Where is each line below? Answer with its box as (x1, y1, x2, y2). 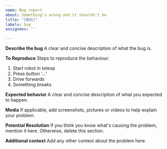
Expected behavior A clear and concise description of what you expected (5, 91, 162, 98)
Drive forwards (12, 76, 45, 82)
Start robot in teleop (12, 65, 55, 71)
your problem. (5, 113, 35, 119)
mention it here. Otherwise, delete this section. (5, 128, 104, 134)
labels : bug (5, 22, 31, 27)
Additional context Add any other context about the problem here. (5, 138, 146, 144)
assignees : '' (5, 27, 36, 32)
